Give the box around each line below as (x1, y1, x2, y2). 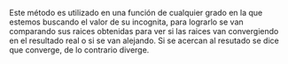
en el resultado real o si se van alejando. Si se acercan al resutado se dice (9, 35, 279, 46)
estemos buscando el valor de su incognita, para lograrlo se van (9, 17, 244, 27)
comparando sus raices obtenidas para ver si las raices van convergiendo (9, 26, 279, 36)
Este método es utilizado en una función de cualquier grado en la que (9, 8, 263, 18)
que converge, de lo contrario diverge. (9, 45, 150, 55)
